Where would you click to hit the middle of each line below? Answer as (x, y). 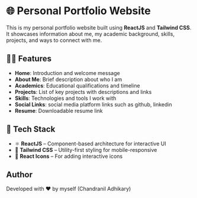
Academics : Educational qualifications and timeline (77, 85)
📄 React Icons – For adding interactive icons (69, 156)
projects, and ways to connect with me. (54, 40)
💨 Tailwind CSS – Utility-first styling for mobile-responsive (86, 150)
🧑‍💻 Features (29, 59)
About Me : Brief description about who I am (68, 79)
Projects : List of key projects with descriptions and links (83, 92)
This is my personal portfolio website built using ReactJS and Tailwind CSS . (99, 27)
